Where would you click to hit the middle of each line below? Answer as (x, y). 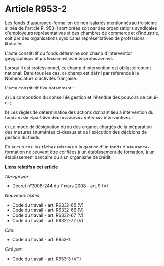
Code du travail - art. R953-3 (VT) (47, 259)
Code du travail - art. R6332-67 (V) (48, 215)
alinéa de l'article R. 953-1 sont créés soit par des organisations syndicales (81, 28)
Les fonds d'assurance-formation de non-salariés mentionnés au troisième (81, 23)
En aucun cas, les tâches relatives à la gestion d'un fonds (63, 147)
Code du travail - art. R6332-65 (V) (48, 205)
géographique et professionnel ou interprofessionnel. (59, 58)
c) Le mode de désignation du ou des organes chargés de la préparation (79, 127)
